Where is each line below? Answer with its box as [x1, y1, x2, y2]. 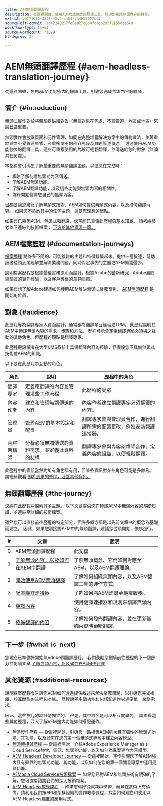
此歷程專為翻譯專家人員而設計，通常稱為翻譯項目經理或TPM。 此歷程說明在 [5, 322, 156, 328]
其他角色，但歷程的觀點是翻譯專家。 [13, 334, 86, 340]
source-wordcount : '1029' [5, 30, 57, 35]
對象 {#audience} [5, 308, 58, 316]
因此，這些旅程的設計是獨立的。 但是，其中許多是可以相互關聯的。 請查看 [5, 712, 152, 718]
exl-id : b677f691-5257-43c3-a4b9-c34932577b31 [5, 16, 101, 21]
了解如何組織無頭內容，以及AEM [73, 573, 148, 580]
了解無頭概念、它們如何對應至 [73, 557, 142, 564]
